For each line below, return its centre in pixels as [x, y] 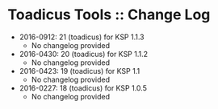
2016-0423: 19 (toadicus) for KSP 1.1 [80, 71]
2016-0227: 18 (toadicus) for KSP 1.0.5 [83, 88]
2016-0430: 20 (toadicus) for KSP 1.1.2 [84, 54]
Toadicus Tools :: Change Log [109, 15]
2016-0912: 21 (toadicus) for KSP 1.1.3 [82, 37]
